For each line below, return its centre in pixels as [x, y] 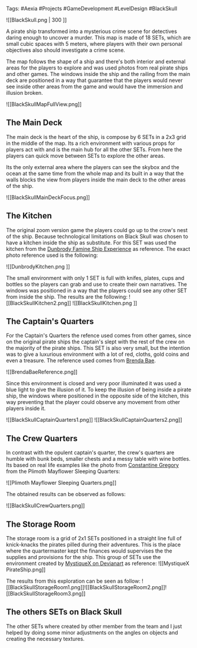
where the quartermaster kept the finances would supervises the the [89, 551]
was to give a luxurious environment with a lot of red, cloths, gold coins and [98, 354]
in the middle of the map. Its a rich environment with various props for [91, 143]
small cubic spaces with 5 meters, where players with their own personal [94, 44]
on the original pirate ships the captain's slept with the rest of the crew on [96, 342]
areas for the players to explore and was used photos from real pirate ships [97, 68]
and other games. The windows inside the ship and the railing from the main [98, 74]
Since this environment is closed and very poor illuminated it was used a [94, 383]
